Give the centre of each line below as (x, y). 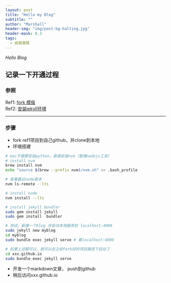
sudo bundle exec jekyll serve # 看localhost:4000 (60, 240)
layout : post (19, 10)
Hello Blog (16, 57)
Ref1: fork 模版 (20, 103)
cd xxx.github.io (24, 254)
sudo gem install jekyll (32, 212)
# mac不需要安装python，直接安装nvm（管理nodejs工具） (59, 156)
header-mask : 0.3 (24, 34)
